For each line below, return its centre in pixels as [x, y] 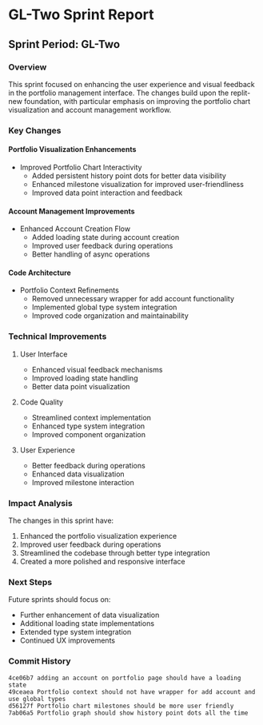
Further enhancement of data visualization [90, 615]
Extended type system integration [76, 632]
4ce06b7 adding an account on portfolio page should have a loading [125, 678]
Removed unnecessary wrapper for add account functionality [133, 299]
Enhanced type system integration [88, 426]
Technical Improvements [58, 337]
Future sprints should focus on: [60, 600]
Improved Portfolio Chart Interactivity [81, 167]
